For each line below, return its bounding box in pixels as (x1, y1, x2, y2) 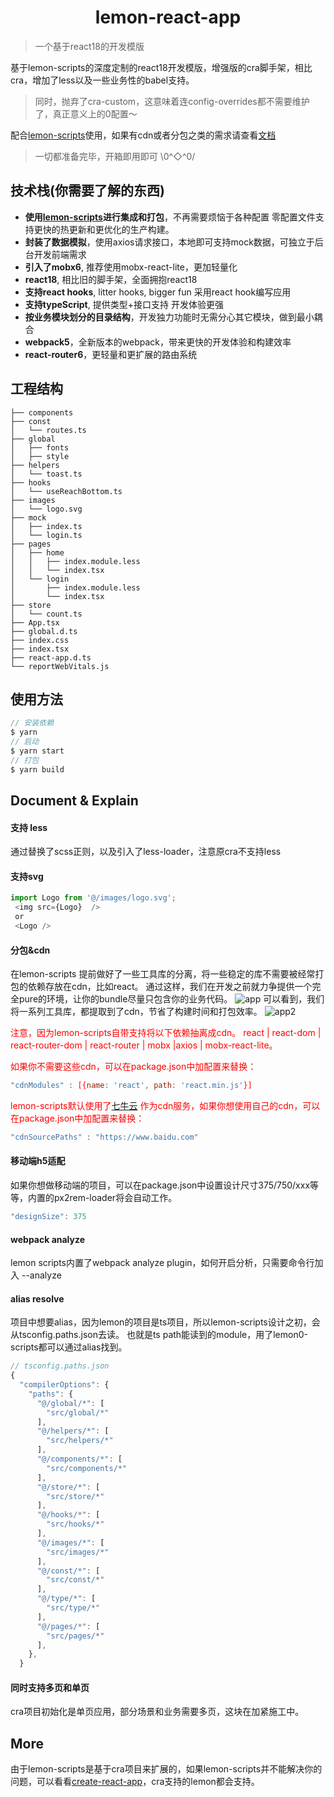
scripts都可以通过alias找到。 (10, 1341, 128, 1353)
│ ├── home (10, 547, 65, 558)
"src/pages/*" (46, 1631, 105, 1641)
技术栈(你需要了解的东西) (10, 182, 165, 200)
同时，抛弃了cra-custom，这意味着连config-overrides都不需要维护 (34, 95, 310, 107)
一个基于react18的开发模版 (34, 40, 145, 52)
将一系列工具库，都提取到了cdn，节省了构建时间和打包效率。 (10, 1006, 263, 1018)
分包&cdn (10, 944, 51, 956)
